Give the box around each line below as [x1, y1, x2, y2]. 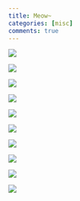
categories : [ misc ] [8, 19, 74, 27]
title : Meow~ [8, 11, 52, 20]
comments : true [8, 27, 59, 35]
